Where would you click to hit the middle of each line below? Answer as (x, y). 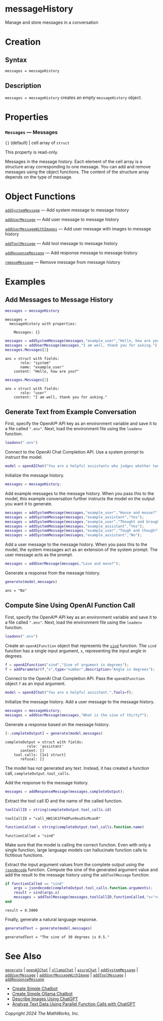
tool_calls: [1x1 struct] (40, 755)
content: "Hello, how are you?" (46, 371)
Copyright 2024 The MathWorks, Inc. (42, 1013)
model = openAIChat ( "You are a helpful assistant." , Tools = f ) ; (69, 693)
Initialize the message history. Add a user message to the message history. (80, 702)
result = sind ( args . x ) (37, 893)
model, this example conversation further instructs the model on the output (80, 499)
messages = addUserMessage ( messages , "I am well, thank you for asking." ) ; (82, 345)
